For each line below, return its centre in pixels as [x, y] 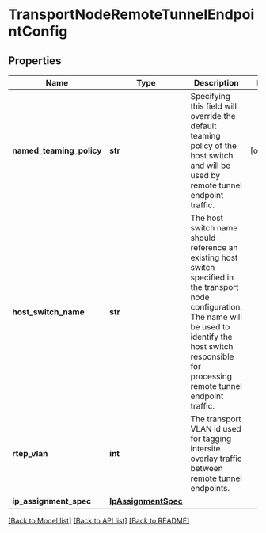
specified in [212, 277]
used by [205, 175]
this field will [214, 106]
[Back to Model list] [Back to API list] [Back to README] [99, 521]
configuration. [217, 307]
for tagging [211, 439]
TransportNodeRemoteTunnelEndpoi [131, 15]
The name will [217, 317]
